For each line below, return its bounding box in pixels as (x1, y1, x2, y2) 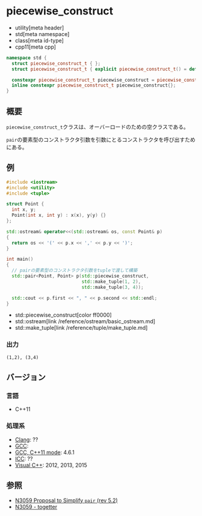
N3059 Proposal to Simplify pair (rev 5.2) (14, 497, 118, 504)
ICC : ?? (14, 455, 33, 462)
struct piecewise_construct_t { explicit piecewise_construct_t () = (11, 66, 187, 72)
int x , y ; (11, 207, 36, 213)
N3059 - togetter (14, 503, 58, 510)
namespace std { (6, 55, 47, 61)
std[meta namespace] (14, 30, 70, 37)
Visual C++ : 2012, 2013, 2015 (14, 461, 87, 469)
